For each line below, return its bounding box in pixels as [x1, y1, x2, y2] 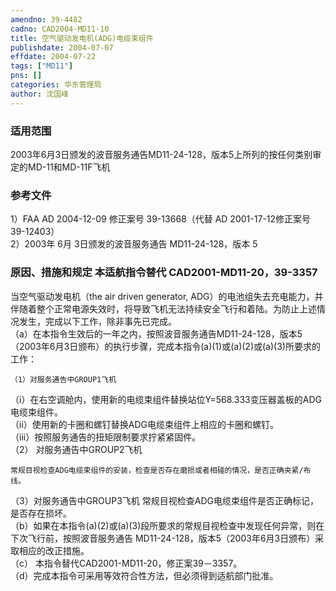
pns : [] [10, 71, 43, 81]
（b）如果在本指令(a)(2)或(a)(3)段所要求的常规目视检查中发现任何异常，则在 [10, 519, 325, 531]
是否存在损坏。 [10, 507, 72, 519]
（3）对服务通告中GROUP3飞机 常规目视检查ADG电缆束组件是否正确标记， [10, 494, 319, 506]
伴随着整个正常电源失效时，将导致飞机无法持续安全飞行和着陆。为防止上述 [10, 302, 317, 315]
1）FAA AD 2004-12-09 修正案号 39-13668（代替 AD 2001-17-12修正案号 [10, 213, 311, 225]
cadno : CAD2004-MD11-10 [10, 24, 110, 34]
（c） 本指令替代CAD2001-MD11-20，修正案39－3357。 [10, 557, 243, 569]
